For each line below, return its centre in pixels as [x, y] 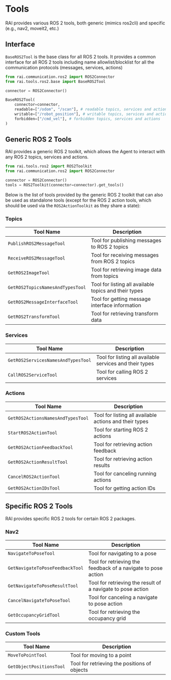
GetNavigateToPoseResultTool [43, 586]
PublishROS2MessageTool [37, 244]
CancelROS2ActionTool [34, 477]
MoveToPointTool [27, 655]
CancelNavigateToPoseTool [39, 600]
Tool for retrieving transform [125, 314]
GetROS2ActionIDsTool [34, 488]
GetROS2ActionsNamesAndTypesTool [48, 418]
